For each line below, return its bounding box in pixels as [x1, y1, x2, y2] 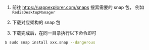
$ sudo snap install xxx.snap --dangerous [5, 40, 95, 45]
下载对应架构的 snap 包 [12, 19, 61, 25]
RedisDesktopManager [12, 10, 56, 15]
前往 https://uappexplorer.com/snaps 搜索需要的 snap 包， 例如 [12, 4, 144, 10]
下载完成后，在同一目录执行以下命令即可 [12, 30, 96, 36]
